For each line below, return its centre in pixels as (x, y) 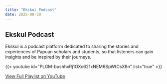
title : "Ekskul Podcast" (31, 10)
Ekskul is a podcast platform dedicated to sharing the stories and (72, 46)
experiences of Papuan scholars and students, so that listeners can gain (79, 52)
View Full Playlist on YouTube (35, 76)
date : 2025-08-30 (23, 14)
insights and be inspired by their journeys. (48, 57)
